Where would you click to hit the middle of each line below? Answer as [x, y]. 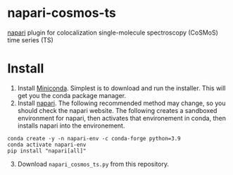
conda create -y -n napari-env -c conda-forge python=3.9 [94, 138]
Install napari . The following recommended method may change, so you [121, 103]
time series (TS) [31, 40]
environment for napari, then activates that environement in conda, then [122, 118]
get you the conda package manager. [72, 95]
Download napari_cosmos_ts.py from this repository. [93, 164]
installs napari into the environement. [71, 126]
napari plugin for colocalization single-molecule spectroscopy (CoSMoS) [113, 32]
